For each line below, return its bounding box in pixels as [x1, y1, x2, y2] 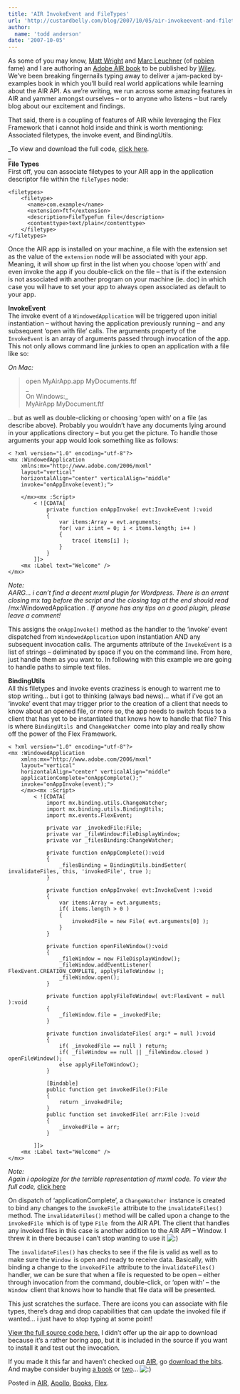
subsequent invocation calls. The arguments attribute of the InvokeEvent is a [8, 640, 232, 649]
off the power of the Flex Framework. [8, 729, 117, 738]
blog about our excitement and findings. [8, 102, 125, 110]
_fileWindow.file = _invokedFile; [58, 1011, 162, 1019]
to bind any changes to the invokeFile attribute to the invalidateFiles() [8, 1204, 223, 1212]
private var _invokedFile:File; [46, 824, 142, 832]
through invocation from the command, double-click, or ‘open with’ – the [8, 1278, 221, 1286]
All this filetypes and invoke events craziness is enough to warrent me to [8, 685, 221, 693]
